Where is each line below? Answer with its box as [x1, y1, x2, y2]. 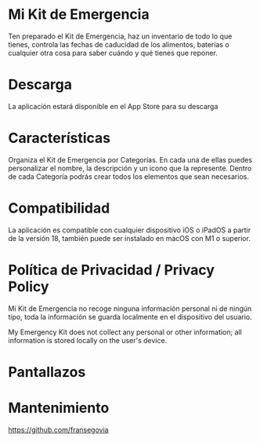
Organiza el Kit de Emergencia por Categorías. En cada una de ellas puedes [8, 155, 253, 164]
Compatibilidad [8, 199, 110, 217]
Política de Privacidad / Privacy [8, 261, 215, 279]
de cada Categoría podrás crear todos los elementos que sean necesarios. [8, 171, 249, 181]
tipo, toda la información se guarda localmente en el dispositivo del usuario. [8, 312, 252, 321]
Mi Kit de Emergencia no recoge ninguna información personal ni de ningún [8, 304, 252, 313]
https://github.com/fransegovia [8, 425, 109, 434]
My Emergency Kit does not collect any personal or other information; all [8, 327, 243, 337]
